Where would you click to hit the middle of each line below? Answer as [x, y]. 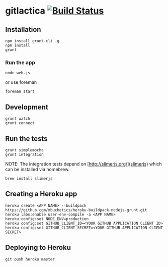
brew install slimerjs [29, 178]
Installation [23, 30]
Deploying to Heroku [38, 248]
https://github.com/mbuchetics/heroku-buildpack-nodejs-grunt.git [76, 210]
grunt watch [18, 119]
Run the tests [26, 139]
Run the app [20, 62]
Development [27, 107]
